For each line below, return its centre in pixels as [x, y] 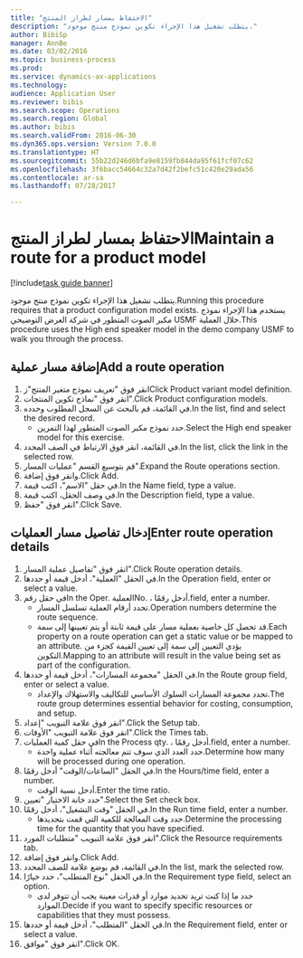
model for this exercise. [80, 437]
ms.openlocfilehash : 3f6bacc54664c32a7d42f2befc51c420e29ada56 [132, 169]
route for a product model [108, 258]
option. [37, 886]
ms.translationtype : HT [55, 152]
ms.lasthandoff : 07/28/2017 [63, 186]
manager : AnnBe [39, 43]
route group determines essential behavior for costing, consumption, [165, 703]
